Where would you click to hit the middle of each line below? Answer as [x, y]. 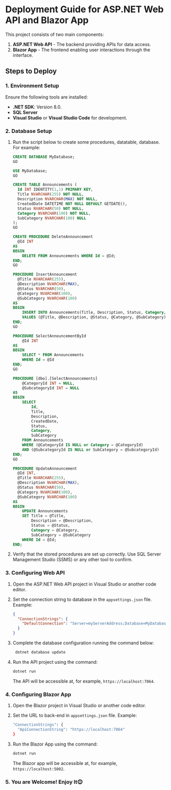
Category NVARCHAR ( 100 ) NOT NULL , [54, 213]
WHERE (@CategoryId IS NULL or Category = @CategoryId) [83, 445]
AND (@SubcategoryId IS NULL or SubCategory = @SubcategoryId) [91, 450]
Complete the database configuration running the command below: [83, 643]
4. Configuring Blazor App [38, 694]
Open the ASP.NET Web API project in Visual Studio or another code [84, 584]
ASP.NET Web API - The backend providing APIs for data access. [82, 44]
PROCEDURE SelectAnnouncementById [49, 336]
